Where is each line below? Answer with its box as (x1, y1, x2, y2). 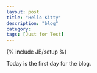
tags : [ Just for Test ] (6, 32, 64, 38)
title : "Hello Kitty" (6, 15, 62, 21)
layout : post (6, 9, 40, 15)
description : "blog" (6, 20, 59, 26)
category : (6, 26, 32, 32)
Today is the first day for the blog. (6, 60, 92, 68)
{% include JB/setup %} (6, 48, 67, 55)
